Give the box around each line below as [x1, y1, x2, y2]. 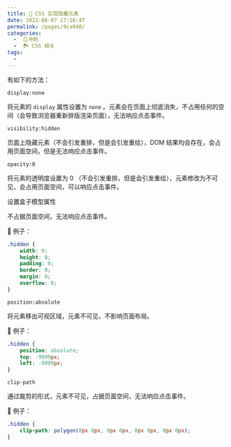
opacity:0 [7, 161, 36, 168]
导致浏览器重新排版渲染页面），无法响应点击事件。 [25, 111, 169, 119]
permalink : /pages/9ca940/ [7, 23, 85, 30]
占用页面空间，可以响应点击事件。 [25, 182, 123, 191]
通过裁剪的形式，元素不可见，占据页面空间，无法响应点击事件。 [7, 392, 189, 400]
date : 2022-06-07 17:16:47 [7, 17, 85, 24]
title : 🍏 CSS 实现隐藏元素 [7, 10, 79, 17]
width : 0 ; [19, 247, 49, 254]
